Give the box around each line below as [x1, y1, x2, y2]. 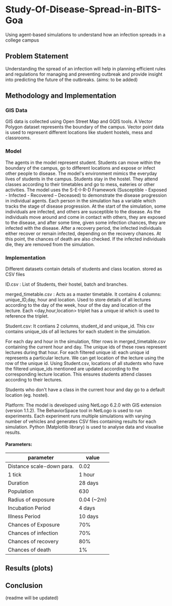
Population [8, 488, 34, 495]
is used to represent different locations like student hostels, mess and [5, 130, 152, 136]
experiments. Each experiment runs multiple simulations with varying [5, 413, 151, 419]
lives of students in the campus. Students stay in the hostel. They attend [5, 176, 158, 182]
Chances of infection [8, 529, 59, 537]
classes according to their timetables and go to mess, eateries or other [5, 181, 155, 187]
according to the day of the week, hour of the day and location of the [5, 302, 151, 308]
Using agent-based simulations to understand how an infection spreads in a [5, 31, 166, 38]
